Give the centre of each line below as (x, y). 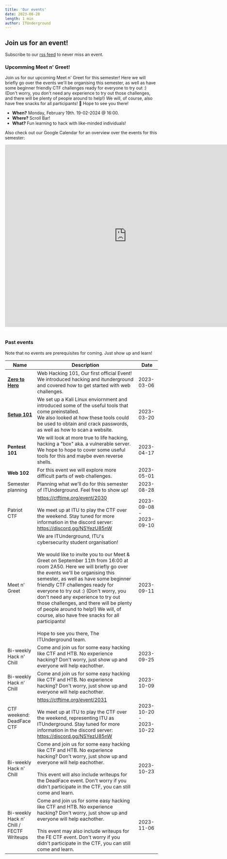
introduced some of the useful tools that (83, 405)
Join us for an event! (37, 43)
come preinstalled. (58, 412)
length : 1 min (19, 18)
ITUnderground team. (62, 639)
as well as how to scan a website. (75, 429)
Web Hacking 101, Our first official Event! (84, 373)
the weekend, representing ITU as (76, 718)
